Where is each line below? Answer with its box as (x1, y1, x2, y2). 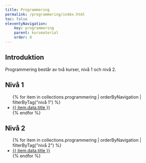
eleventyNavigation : (5, 21, 48, 26)
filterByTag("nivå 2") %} (12, 142, 62, 149)
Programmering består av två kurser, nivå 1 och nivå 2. (5, 66, 116, 72)
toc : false (5, 16, 28, 21)
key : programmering (14, 26, 54, 31)
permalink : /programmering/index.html (5, 12, 85, 17)
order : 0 (14, 35, 32, 40)
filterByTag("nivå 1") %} (12, 99, 61, 105)
